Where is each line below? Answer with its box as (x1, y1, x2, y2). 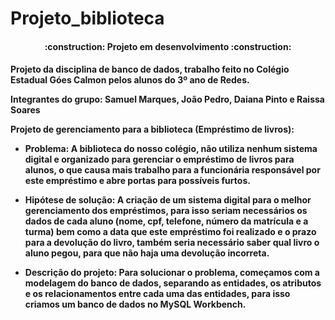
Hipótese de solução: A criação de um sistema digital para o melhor (24, 194, 312, 206)
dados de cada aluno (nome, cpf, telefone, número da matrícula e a (24, 215, 309, 227)
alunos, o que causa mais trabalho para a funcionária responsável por (24, 164, 321, 176)
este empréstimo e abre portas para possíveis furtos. (24, 175, 251, 187)
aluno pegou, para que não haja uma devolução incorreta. (24, 247, 270, 259)
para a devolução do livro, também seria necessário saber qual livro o (24, 237, 320, 249)
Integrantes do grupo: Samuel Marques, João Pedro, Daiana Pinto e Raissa (10, 93, 325, 106)
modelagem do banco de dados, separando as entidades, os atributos (24, 277, 322, 289)
